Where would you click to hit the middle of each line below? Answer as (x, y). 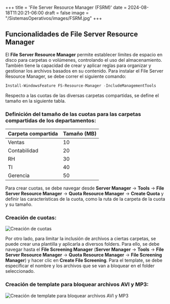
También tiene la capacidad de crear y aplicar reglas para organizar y (78, 65)
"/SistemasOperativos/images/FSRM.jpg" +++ (54, 18)
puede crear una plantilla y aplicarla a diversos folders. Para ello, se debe (82, 244)
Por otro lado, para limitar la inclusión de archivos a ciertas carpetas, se (81, 239)
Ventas (16, 142)
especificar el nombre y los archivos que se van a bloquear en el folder (80, 266)
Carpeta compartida (33, 133)
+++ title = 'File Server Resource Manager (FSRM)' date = (66, 7)
